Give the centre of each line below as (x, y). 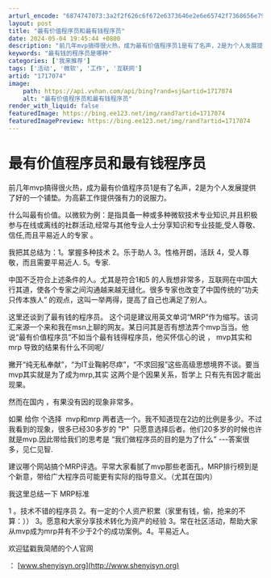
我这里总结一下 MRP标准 (49, 493)
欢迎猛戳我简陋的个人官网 (51, 548)
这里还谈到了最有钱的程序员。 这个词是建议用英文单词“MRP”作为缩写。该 (130, 317)
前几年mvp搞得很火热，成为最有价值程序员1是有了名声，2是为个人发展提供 (132, 188)
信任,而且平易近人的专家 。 (53, 234)
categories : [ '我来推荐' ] (50, 61)
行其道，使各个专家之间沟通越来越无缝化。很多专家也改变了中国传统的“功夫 (134, 289)
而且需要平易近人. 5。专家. (67, 262)
